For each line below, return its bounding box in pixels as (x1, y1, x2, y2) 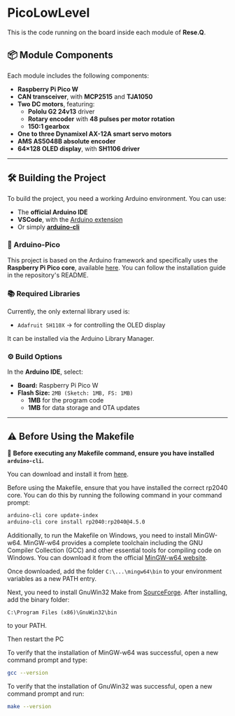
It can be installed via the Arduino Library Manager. (7, 335, 155, 343)
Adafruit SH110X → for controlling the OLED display (17, 321, 166, 330)
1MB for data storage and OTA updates (27, 404, 140, 412)
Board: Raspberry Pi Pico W (17, 381, 99, 390)
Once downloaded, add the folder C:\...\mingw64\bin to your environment (7, 567, 222, 575)
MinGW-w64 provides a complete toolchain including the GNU (23, 539, 204, 547)
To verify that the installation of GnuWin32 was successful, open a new (7, 682, 213, 690)
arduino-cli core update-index (7, 512, 99, 519)
